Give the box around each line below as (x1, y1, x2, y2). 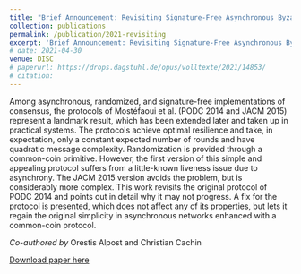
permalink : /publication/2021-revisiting (9, 30, 167, 39)
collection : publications (9, 21, 106, 30)
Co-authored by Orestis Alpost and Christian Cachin (9, 236, 202, 247)
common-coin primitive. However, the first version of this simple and (9, 153, 262, 164)
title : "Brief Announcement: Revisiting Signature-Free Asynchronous (9, 13, 275, 22)
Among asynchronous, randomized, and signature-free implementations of (9, 96, 286, 107)
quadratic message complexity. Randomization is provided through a (9, 143, 262, 154)
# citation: (9, 72, 54, 81)
